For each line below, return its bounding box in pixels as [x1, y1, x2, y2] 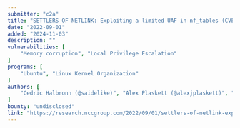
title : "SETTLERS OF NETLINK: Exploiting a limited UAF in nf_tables [7, 17, 219, 24]
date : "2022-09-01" [7, 23, 66, 31]
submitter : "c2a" [7, 10, 59, 18]
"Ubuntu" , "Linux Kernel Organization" [20, 70, 139, 77]
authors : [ [7, 83, 40, 90]
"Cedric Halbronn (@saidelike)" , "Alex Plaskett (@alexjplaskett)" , [20, 90, 229, 97]
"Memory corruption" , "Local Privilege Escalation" [20, 50, 177, 58]
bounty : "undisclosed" [7, 103, 75, 110]
